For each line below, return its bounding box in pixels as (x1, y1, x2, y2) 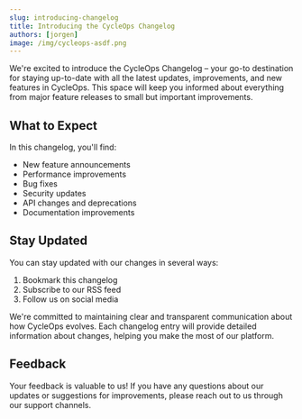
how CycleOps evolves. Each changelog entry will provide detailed (9, 321, 257, 332)
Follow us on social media (22, 294, 119, 305)
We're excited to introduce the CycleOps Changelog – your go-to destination (9, 63, 294, 74)
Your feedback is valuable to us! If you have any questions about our (9, 380, 264, 391)
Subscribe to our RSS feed (22, 284, 122, 295)
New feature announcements (22, 159, 131, 170)
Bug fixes (22, 178, 59, 189)
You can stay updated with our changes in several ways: (9, 257, 219, 268)
